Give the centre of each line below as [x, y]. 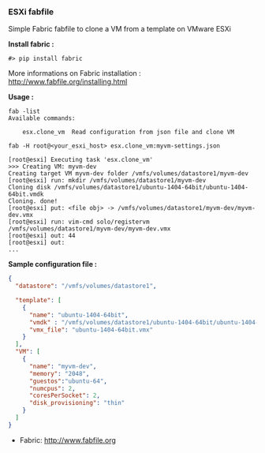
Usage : [21, 97]
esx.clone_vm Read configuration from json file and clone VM [129, 133]
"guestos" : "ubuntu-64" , [68, 381]
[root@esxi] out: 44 [42, 236]
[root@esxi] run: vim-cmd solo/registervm [79, 222]
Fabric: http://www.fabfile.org [68, 440]
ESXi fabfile [31, 12]
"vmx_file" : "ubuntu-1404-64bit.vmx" [91, 330]
